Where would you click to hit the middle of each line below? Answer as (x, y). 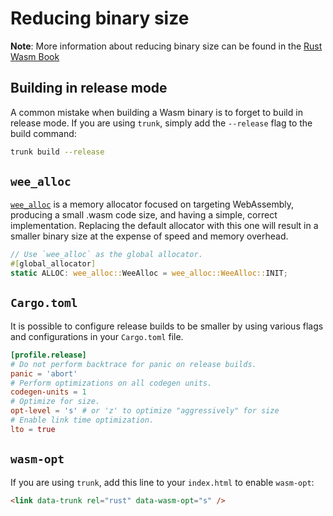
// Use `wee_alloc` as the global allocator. (106, 255)
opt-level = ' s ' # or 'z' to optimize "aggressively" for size (145, 411)
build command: (43, 133)
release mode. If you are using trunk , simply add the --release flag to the (161, 123)
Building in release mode (89, 88)
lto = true (33, 429)
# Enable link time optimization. (82, 420)
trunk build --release (57, 152)
